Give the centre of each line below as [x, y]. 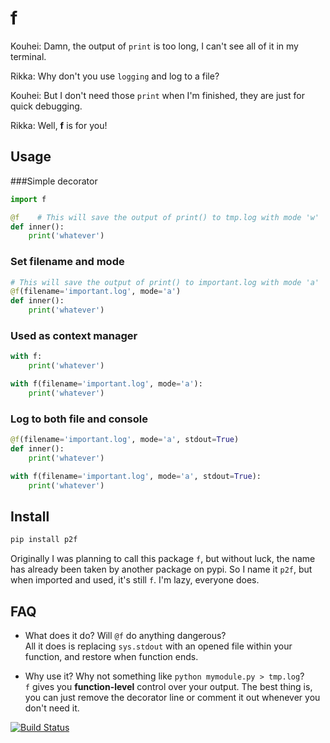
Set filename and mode [67, 262]
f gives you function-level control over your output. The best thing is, [168, 687]
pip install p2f [44, 540]
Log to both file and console [79, 419]
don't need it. [52, 708]
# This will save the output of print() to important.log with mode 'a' [165, 282]
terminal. [28, 56]
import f [28, 199]
